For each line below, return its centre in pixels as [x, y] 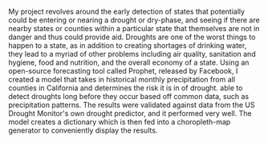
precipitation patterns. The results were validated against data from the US [132, 105]
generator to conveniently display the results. [83, 130]
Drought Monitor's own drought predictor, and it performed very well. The [130, 113]
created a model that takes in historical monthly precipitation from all [122, 79]
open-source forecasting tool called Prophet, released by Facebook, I [123, 71]
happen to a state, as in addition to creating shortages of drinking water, [128, 46]
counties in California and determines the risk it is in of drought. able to [126, 88]
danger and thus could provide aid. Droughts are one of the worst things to [132, 37]
